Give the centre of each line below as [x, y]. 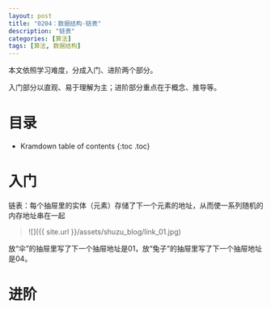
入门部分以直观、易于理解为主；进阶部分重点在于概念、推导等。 [114, 88]
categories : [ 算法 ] [40, 39]
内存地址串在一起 [37, 215]
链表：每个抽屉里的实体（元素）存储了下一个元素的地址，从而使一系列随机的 [136, 205]
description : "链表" [42, 31]
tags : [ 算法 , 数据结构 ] [45, 46]
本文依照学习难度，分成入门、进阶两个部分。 [83, 71]
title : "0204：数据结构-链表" [55, 24]
